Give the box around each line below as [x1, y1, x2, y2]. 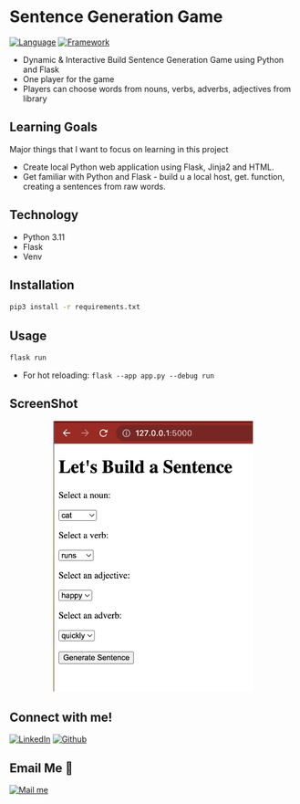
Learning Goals [9, 120, 98, 135]
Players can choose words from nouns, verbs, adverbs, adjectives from [22, 83, 292, 94]
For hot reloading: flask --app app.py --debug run [22, 370, 214, 381]
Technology [9, 207, 79, 223]
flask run [9, 353, 47, 362]
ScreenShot [9, 396, 78, 412]
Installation [9, 277, 75, 293]
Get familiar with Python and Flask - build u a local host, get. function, [22, 171, 285, 182]
